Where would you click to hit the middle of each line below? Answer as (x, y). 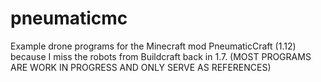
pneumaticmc (69, 18)
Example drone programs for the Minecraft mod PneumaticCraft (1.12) (153, 46)
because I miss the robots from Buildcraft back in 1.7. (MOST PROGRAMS (161, 56)
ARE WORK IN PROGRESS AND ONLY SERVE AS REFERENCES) (141, 67)
